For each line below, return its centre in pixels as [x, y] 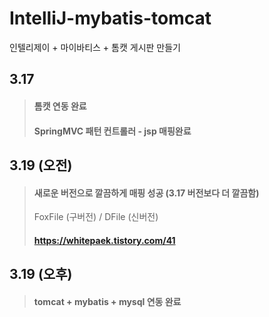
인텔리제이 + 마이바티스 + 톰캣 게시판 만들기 [95, 47]
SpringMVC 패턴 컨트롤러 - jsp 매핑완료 [112, 131]
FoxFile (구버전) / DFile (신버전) [96, 217]
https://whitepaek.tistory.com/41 [104, 240]
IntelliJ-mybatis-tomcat [110, 18]
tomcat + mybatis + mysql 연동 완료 [107, 301]
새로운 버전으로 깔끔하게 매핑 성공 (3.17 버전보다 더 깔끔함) [146, 193]
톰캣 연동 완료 [60, 106]
